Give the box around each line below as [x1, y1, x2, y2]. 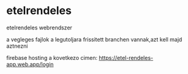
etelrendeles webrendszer [6, 24, 72, 31]
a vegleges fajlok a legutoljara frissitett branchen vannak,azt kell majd [6, 35, 182, 43]
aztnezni [6, 42, 28, 50]
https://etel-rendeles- [99, 54, 154, 61]
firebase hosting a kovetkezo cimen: [6, 54, 98, 61]
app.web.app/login [6, 61, 54, 68]
